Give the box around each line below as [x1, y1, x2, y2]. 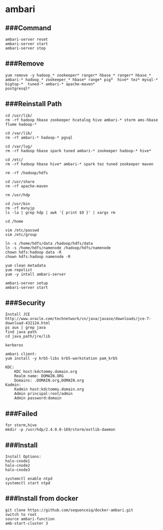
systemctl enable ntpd [5, 476, 53, 482]
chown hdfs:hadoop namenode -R [5, 254, 71, 259]
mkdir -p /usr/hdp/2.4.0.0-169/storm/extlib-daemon [5, 427, 115, 432]
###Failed [5, 409, 38, 418]
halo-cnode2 [5, 463, 30, 468]
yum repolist [5, 267, 33, 273]
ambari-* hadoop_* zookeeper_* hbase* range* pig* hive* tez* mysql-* [5, 77, 158, 82]
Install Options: [5, 454, 42, 459]
